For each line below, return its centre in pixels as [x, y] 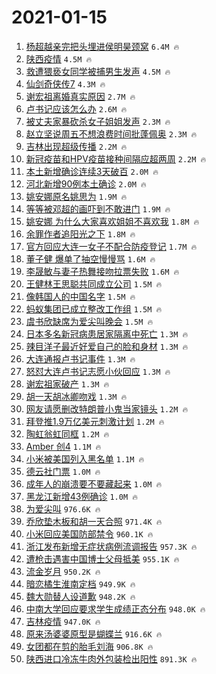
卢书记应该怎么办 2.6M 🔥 [76, 108]
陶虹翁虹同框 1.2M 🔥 [67, 433]
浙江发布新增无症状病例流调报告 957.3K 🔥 [111, 546]
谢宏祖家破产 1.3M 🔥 [67, 383]
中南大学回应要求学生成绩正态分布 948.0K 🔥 [115, 608]
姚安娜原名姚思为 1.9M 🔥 [76, 196]
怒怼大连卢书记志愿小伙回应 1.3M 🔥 [98, 371]
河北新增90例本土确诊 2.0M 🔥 [86, 183]
